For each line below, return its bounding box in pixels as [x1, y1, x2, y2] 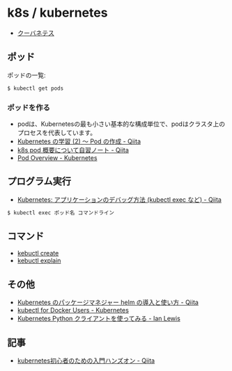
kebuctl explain [17, 256, 61, 265]
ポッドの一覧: [7, 71, 47, 79]
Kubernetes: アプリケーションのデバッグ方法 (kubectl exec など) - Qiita [17, 195, 222, 203]
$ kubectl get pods [7, 85, 64, 92]
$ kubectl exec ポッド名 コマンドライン [7, 209, 115, 216]
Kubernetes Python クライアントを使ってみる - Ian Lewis [17, 315, 181, 323]
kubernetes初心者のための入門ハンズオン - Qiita [17, 356, 155, 365]
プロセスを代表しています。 [17, 128, 96, 136]
